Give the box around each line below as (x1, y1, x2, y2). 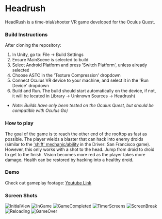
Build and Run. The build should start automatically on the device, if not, (12, 88, 156, 94)
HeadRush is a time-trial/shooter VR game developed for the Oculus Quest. (5, 19, 155, 25)
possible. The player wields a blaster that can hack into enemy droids (5, 136, 144, 142)
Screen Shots (5, 192, 38, 199)
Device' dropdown (12, 83, 49, 89)
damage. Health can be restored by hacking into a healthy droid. (5, 157, 134, 163)
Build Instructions (5, 31, 48, 38)
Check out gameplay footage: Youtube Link (5, 180, 92, 185)
